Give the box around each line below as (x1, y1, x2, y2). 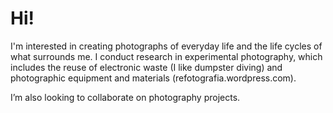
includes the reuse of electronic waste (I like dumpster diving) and (10, 61, 283, 73)
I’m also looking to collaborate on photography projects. (10, 91, 241, 103)
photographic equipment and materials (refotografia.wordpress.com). (10, 72, 297, 84)
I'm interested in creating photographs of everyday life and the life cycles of (10, 40, 323, 52)
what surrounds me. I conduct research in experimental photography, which (10, 50, 323, 62)
